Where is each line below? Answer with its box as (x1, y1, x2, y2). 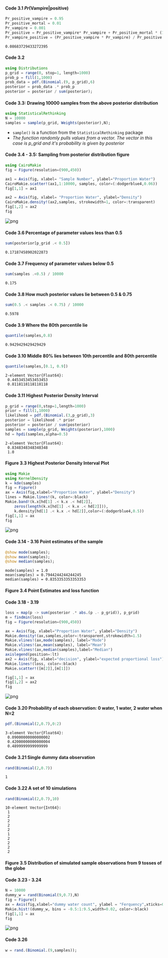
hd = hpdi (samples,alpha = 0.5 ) (5, 431, 68, 437)
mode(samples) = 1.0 (5, 568, 48, 573)
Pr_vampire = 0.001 (5, 25, 46, 31)
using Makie (5, 471, 30, 476)
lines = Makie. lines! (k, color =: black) (5, 495, 88, 500)
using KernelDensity (5, 476, 48, 481)
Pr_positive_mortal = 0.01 (5, 21, 61, 26)
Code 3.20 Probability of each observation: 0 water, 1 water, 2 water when (5, 705, 162, 711)
